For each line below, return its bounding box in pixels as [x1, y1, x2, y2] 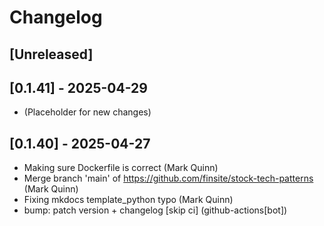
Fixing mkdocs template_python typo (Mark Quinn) [23, 194, 234, 206]
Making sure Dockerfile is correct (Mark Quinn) [23, 162, 219, 174]
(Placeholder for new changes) [23, 106, 152, 118]
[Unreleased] [9, 46, 94, 63]
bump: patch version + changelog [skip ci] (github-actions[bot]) [23, 204, 288, 216]
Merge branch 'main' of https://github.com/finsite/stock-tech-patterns [23, 172, 314, 185]
